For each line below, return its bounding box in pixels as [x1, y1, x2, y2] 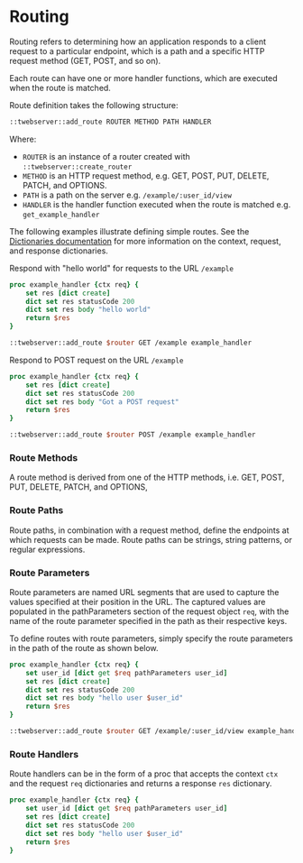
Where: [9, 133, 37, 144]
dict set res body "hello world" [25, 305, 151, 315]
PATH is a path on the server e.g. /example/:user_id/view [22, 189, 233, 200]
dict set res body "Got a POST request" [25, 397, 179, 407]
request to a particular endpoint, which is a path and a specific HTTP [9, 45, 265, 56]
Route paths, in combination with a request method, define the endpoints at [9, 525, 290, 536]
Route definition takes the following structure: [9, 99, 179, 110]
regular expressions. [9, 544, 86, 555]
